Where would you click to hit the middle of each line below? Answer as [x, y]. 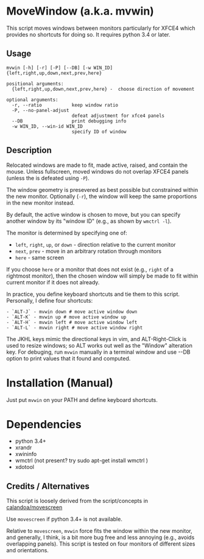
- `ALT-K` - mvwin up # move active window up [66, 317]
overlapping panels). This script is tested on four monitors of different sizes [101, 544]
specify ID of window [99, 132]
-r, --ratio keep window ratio [65, 105]
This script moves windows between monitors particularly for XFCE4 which [101, 28]
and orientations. [27, 550]
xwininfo [26, 454]
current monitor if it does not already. [53, 282]
